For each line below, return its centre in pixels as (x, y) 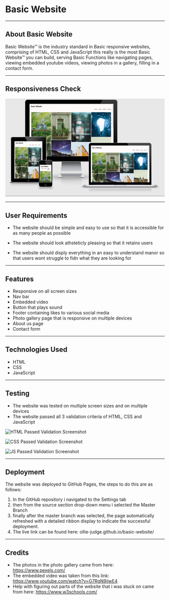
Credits (17, 552)
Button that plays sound (37, 307)
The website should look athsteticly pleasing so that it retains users (83, 243)
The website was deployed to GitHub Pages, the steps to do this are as (79, 484)
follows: (13, 490)
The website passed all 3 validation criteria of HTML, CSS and (77, 416)
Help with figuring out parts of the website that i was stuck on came (83, 587)
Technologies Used (36, 350)
